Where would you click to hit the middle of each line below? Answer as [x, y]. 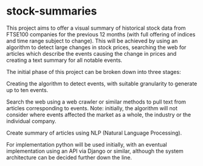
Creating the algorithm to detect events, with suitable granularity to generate [102, 84]
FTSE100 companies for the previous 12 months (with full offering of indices [101, 34]
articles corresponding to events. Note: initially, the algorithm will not [92, 108]
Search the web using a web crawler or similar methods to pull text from [96, 102]
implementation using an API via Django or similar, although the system [95, 151]
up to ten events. [27, 90]
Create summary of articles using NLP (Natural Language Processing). [94, 133]
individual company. [31, 121]
